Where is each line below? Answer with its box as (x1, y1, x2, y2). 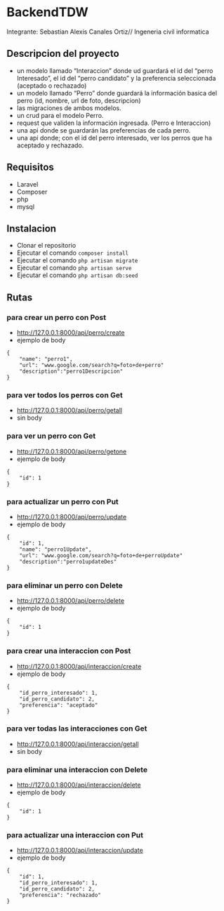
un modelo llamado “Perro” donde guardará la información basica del (16, 88, 218, 97)
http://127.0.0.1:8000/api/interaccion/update (16, 846, 143, 855)
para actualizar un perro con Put (6, 496, 119, 506)
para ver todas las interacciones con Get (6, 724, 147, 733)
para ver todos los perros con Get (6, 390, 124, 400)
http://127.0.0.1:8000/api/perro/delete (16, 597, 124, 605)
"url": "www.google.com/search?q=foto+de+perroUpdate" (19, 552, 183, 559)
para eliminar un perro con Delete (6, 580, 124, 590)
